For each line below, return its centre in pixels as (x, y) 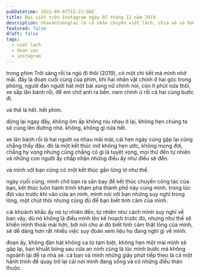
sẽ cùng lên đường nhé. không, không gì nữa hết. (66, 127)
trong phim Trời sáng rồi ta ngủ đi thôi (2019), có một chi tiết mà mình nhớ (96, 73)
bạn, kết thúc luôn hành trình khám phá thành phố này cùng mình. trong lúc (99, 188)
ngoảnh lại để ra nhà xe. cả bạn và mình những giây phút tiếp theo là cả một (99, 255)
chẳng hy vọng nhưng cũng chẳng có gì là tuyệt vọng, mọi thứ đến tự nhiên (98, 152)
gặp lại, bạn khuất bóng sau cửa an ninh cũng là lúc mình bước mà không (96, 248)
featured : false (26, 28)
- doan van (25, 51)
